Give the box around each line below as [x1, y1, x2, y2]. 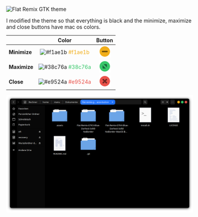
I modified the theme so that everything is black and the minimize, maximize [6, 17, 192, 24]
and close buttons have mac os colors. [6, 24, 101, 30]
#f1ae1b [68, 48, 90, 56]
